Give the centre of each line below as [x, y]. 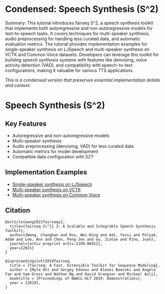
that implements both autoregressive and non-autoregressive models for [79, 28]
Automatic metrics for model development [55, 151]
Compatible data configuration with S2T [53, 156]
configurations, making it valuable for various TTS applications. [70, 70]
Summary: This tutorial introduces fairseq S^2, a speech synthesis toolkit [79, 23]
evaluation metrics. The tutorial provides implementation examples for [76, 44]
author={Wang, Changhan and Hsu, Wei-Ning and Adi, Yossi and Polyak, [84, 235]
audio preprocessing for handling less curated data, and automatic [73, 39]
